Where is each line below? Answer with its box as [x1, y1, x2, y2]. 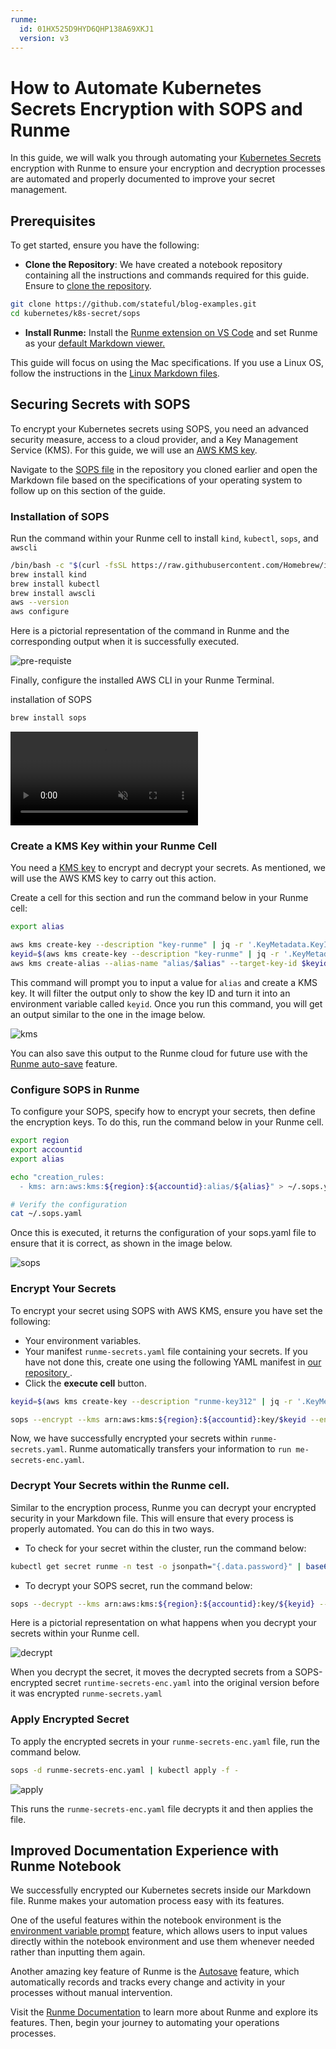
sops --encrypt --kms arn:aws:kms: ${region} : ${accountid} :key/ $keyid [10, 1414, 307, 1425]
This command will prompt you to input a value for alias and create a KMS [10, 976, 318, 988]
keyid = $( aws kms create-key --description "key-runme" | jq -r [10, 949, 280, 960]
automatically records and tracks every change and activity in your [10, 1976, 286, 1988]
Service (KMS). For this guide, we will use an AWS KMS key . [10, 444, 258, 456]
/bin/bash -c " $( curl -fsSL [10, 560, 128, 570]
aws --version [10, 597, 70, 608]
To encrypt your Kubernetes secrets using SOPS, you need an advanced [10, 422, 309, 435]
